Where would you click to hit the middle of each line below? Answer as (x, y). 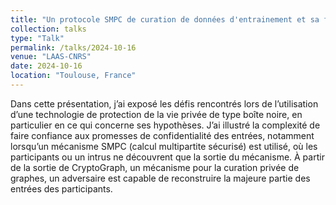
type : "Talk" (37, 38)
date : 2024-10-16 (46, 66)
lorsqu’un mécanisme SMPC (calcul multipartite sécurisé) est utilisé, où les (164, 146)
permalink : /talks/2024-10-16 (73, 47)
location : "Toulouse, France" (73, 76)
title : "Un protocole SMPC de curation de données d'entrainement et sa (165, 19)
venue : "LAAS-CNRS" (51, 57)
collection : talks (48, 29)
